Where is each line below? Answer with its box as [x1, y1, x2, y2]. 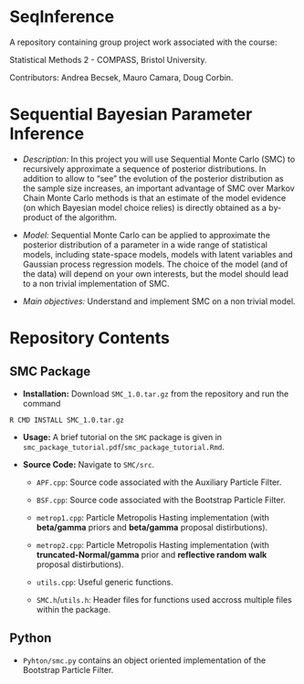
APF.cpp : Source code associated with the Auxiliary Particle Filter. [36, 477, 282, 488]
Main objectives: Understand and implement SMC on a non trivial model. [22, 295, 296, 307]
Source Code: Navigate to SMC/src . [22, 458, 155, 469]
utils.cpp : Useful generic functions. [36, 576, 173, 587]
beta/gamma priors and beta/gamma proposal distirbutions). [36, 521, 268, 532]
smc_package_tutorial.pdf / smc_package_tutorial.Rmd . [22, 441, 225, 452]
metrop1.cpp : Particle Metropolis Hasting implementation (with [36, 511, 269, 522]
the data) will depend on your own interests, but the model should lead [22, 268, 289, 279]
